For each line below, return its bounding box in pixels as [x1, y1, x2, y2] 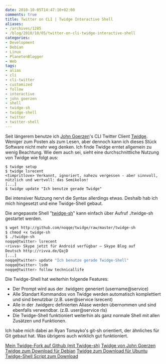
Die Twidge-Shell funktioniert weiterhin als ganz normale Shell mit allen [12, 312, 160, 319]
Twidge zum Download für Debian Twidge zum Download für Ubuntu [5, 348, 148, 354]
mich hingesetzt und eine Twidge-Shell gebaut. [5, 200, 103, 206]
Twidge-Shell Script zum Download [5, 353, 79, 359]
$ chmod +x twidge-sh [5, 229, 51, 235]
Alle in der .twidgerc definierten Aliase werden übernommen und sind [12, 302, 156, 308]
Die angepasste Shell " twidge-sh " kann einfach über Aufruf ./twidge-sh [5, 210, 153, 216]
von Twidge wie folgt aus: [5, 154, 59, 161]
